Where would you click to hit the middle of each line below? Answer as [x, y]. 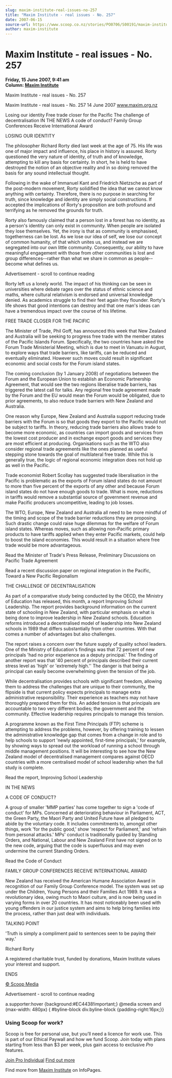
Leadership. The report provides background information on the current [81, 607]
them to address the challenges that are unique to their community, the [80, 687]
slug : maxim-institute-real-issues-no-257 [51, 10]
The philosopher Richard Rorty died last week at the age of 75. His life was [84, 146]
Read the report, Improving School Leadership [54, 778]
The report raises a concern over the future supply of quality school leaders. [86, 644]
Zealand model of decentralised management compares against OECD [80, 757]
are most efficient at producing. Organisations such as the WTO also [77, 444]
